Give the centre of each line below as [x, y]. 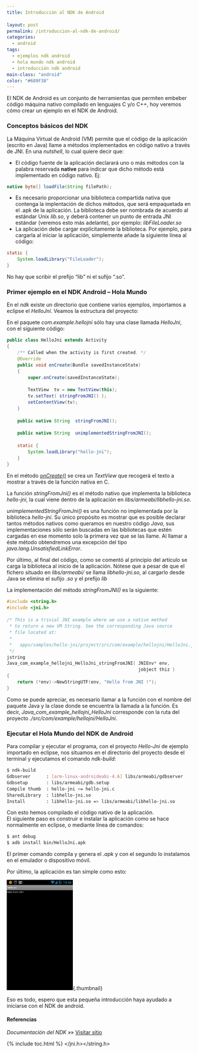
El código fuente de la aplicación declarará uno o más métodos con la [100, 162]
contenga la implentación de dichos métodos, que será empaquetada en [103, 204]
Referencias [22, 1019]
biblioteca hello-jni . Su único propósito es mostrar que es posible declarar [96, 517]
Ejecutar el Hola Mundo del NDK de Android [70, 734]
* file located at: [33, 632]
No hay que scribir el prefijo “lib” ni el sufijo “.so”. [66, 277]
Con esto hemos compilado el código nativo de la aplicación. [80, 812]
